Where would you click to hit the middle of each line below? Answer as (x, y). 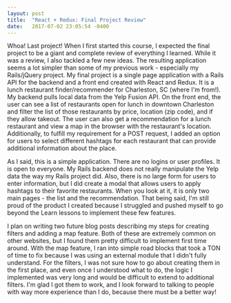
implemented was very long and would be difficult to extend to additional (111, 278)
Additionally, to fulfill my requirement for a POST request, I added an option (114, 134)
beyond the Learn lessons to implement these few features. (92, 213)
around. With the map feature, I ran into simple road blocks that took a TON (114, 248)
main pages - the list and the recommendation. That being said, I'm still (108, 198)
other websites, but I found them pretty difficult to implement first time (107, 241)
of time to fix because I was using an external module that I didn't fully (107, 255)
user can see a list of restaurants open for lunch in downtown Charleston (111, 105)
